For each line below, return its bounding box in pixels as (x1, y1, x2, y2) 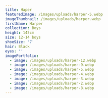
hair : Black (5, 44, 30, 49)
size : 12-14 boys (5, 35, 41, 40)
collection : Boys (5, 26, 41, 31)
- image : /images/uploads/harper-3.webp (9, 76, 94, 81)
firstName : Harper (5, 21, 43, 26)
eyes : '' (5, 49, 23, 53)
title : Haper (5, 7, 32, 12)
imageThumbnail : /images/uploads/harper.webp (5, 16, 101, 21)
